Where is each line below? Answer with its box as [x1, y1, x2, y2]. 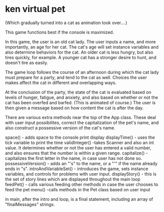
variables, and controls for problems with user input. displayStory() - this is [5, 171, 157, 177]
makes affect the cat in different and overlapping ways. [5, 80, 117, 86]
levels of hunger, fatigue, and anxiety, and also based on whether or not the [5, 94, 158, 100]
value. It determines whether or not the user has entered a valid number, [5, 145, 152, 151]
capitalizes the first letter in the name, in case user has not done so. [5, 155, 142, 161]
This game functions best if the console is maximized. [5, 29, 114, 35]
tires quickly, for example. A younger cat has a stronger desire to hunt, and [5, 54, 157, 60]
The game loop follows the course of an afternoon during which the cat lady [5, 69, 159, 75]
